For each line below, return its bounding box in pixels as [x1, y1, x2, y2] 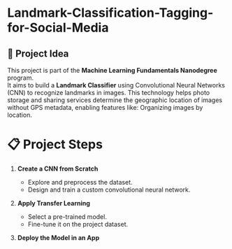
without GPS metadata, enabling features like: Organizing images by [7, 104, 203, 111]
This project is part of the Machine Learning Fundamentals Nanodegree [7, 66, 218, 74]
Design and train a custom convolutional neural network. [27, 185, 191, 194]
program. [7, 73, 34, 82]
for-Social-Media [7, 20, 109, 36]
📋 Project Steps [7, 136, 103, 152]
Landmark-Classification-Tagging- [7, 5, 214, 21]
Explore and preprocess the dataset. [27, 178, 133, 186]
